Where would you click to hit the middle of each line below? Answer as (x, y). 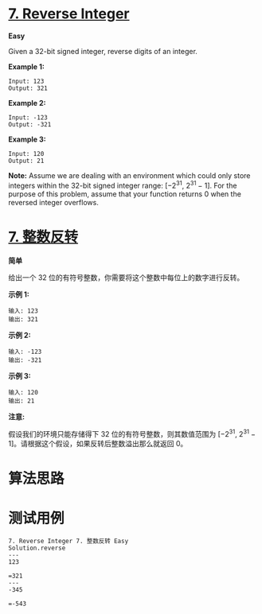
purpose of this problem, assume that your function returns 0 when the (125, 194)
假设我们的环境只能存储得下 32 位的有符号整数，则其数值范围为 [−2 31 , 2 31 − (132, 433)
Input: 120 (26, 153)
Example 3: (27, 139)
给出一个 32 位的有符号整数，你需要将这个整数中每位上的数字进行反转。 (126, 277)
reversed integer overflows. (54, 202)
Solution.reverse (37, 548)
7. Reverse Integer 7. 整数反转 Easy (68, 542)
